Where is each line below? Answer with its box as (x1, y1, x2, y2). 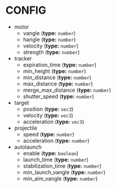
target (14, 99, 29, 106)
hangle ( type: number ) (23, 36, 76, 43)
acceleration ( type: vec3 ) (23, 118, 84, 125)
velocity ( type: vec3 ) (23, 111, 74, 119)
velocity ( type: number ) (23, 42, 79, 49)
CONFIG (5, 4, 46, 17)
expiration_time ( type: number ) (23, 61, 97, 68)
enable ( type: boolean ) (23, 149, 78, 156)
